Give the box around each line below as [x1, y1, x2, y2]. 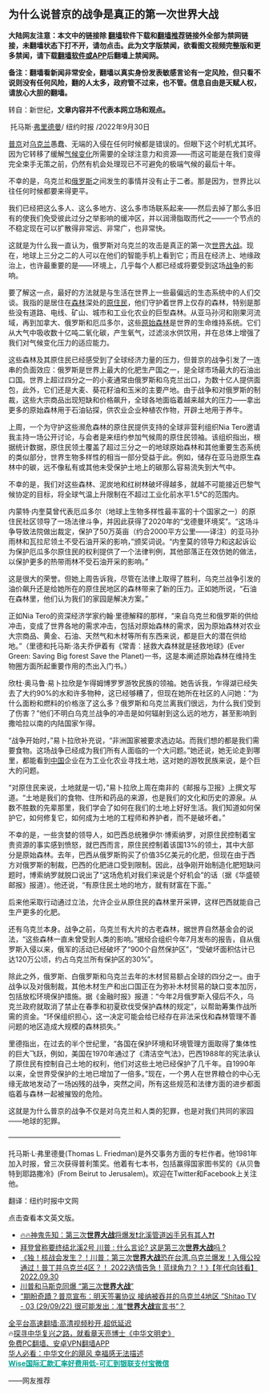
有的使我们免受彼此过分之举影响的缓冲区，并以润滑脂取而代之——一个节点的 [8, 213, 261, 223]
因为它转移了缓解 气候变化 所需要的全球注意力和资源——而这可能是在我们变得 [8, 149, 261, 158]
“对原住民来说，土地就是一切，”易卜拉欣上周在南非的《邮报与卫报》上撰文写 [8, 782, 257, 792]
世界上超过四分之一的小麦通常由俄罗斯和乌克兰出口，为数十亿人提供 [29, 374, 254, 384]
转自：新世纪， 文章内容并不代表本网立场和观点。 [8, 104, 170, 114]
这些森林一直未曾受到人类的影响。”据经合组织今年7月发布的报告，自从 [25, 934, 254, 944]
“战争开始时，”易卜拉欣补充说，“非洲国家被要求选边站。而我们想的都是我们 [8, 735, 253, 745]
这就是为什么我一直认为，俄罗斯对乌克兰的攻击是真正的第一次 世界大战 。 [8, 240, 247, 250]
